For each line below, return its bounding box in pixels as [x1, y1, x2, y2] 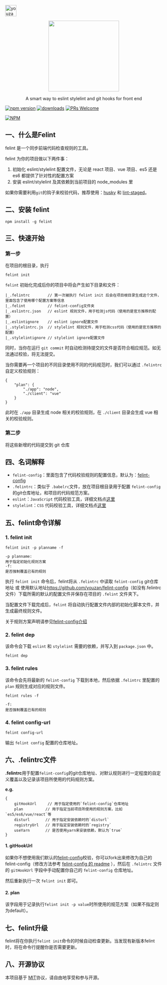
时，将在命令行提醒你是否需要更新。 [5, 944, 80, 950]
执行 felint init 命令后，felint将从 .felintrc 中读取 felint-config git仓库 [5, 579, 159, 585]
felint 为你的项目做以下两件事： [5, 155, 69, 161]
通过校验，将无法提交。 [9, 351, 58, 357]
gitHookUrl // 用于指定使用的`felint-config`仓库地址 [14, 801, 129, 806]
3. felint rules [5, 665, 38, 672]
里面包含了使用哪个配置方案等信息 [5, 298, 65, 303]
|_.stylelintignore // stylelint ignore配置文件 [5, 336, 105, 341]
